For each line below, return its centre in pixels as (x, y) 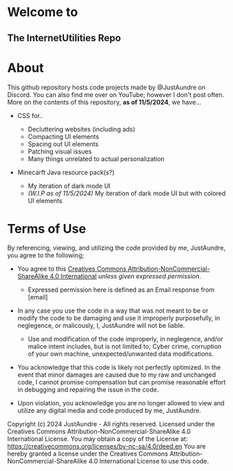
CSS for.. (30, 115)
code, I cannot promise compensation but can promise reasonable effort (121, 382)
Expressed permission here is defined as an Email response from (121, 290)
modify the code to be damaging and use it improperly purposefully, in (119, 318)
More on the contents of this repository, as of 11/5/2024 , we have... (104, 102)
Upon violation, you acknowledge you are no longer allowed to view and (121, 403)
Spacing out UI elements (63, 144)
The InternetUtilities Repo (64, 38)
